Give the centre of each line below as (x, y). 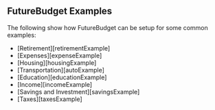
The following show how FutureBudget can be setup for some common (107, 27)
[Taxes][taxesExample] (49, 99)
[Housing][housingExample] (57, 63)
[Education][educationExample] (62, 77)
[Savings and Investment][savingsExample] (78, 92)
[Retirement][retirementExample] (64, 48)
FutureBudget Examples (60, 11)
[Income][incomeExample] (55, 84)
